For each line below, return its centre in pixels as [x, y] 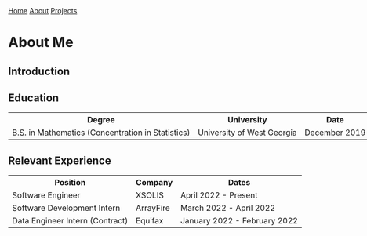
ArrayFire [153, 208]
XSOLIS [150, 195]
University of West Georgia [247, 133]
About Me [41, 43]
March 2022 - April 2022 [228, 208]
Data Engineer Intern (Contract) [70, 221]
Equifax [150, 221]
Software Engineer [46, 195]
